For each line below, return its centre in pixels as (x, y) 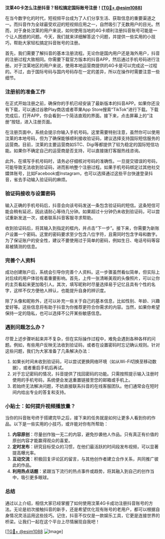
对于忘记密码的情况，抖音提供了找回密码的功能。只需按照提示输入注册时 (85, 374)
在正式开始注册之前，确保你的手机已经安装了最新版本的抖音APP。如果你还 (80, 103)
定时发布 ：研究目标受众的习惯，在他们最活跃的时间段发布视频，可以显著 (85, 447)
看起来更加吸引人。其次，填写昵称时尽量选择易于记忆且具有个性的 (84, 284)
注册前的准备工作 (25, 91)
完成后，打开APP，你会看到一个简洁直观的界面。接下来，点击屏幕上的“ (77, 116)
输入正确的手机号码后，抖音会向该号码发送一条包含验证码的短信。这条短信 (80, 205)
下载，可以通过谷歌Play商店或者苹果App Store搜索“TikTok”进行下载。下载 (84, 110)
